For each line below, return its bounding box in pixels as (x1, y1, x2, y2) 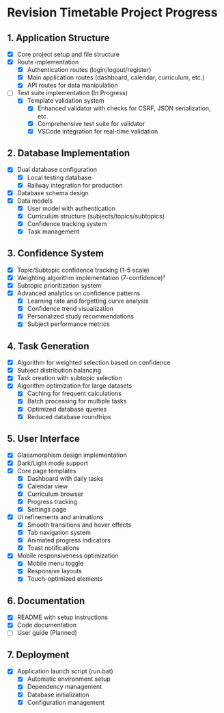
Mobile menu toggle (27, 560, 84, 568)
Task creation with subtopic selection (16, 374, 122, 382)
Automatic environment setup (27, 675, 111, 683)
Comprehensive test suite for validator (37, 119, 145, 127)
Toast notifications (27, 544, 80, 552)
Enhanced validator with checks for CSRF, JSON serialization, (37, 104, 211, 112)
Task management (27, 227, 80, 236)
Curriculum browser (27, 490, 84, 498)
